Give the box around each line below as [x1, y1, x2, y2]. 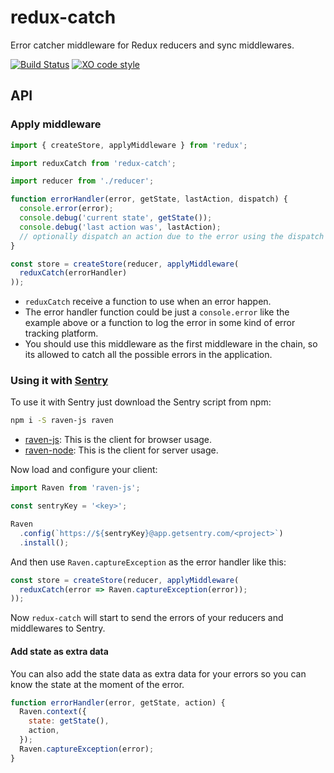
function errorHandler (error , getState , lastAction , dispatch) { [10, 194, 288, 205]
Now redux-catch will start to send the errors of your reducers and [10, 612, 284, 624]
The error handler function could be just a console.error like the [24, 306, 290, 318]
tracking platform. [24, 327, 99, 340]
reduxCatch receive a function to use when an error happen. [24, 296, 272, 308]
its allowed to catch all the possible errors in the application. [24, 349, 273, 361]
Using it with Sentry [10, 374, 109, 388]
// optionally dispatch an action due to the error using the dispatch [19, 231, 325, 241]
